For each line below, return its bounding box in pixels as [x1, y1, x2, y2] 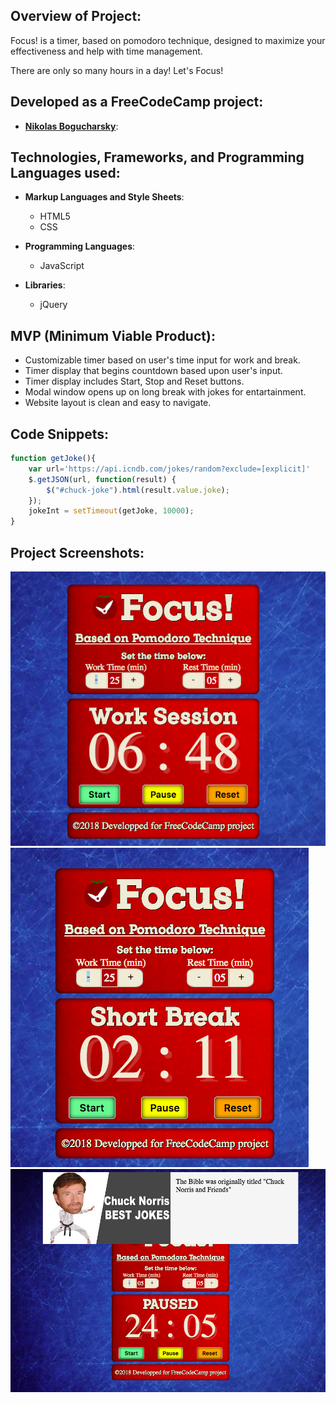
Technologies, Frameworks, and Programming [10, 149, 305, 166]
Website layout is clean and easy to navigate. [24, 397, 212, 409]
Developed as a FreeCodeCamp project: [10, 94, 264, 111]
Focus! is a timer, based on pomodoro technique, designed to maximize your [10, 34, 326, 46]
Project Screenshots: [10, 544, 145, 561]
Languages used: [10, 165, 121, 182]
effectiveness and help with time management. [10, 45, 203, 57]
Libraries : [24, 279, 66, 291]
